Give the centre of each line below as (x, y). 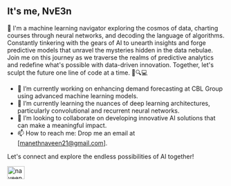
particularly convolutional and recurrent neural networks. (98, 111)
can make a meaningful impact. (62, 125)
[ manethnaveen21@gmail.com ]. (62, 143)
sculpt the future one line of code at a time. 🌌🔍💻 (77, 73)
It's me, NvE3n (39, 11)
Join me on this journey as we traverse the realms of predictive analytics (111, 57)
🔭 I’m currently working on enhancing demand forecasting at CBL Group (120, 89)
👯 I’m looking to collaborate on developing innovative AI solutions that (116, 118)
